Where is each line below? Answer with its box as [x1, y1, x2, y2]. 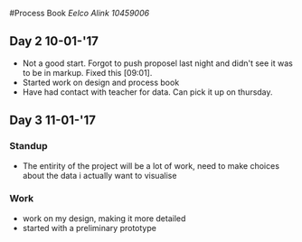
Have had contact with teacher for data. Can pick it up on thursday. [22, 86, 273, 98]
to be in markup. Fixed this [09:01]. [22, 67, 153, 78]
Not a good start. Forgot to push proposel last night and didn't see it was [22, 58, 294, 69]
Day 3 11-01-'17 [9, 113, 97, 128]
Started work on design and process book [22, 77, 180, 88]
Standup [9, 140, 48, 153]
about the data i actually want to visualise [22, 170, 177, 181]
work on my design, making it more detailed [22, 212, 186, 224]
